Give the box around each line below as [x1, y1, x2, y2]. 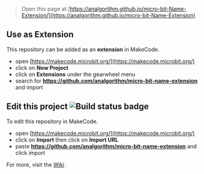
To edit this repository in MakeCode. [6, 118, 98, 125]
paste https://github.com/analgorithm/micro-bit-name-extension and [15, 142, 197, 149]
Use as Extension [6, 29, 74, 40]
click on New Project [15, 64, 69, 71]
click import [15, 149, 45, 156]
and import [15, 83, 43, 91]
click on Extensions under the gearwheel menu [15, 70, 136, 78]
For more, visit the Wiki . [6, 161, 67, 168]
